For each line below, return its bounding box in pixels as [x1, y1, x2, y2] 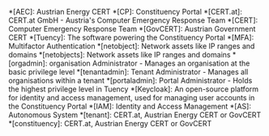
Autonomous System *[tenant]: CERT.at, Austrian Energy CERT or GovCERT [8, 110, 262, 120]
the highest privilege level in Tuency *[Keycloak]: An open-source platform [8, 84, 259, 94]
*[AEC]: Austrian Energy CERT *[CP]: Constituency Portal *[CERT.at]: [8, 7, 243, 16]
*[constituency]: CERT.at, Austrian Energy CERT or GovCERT [8, 119, 212, 128]
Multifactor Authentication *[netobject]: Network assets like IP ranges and [8, 41, 255, 51]
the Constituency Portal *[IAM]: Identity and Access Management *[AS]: [8, 101, 251, 111]
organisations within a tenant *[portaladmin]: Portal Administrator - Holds [8, 76, 253, 85]
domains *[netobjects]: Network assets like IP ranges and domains [8, 50, 231, 59]
